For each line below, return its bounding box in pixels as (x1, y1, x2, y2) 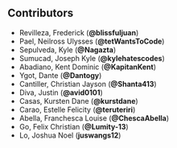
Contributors (7, 6, 74, 20)
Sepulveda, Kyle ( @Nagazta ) (19, 44, 117, 55)
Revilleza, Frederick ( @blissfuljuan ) (19, 27, 139, 37)
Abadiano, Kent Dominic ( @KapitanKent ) (19, 62, 157, 72)
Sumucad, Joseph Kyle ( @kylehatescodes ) (19, 53, 166, 63)
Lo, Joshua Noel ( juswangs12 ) (19, 130, 121, 140)
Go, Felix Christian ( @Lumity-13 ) (19, 121, 130, 131)
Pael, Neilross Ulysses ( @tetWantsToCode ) (19, 36, 165, 46)
